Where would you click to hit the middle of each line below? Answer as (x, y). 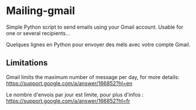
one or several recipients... (38, 33)
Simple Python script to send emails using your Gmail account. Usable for (95, 27)
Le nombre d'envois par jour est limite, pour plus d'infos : (75, 94)
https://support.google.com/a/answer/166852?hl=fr (68, 101)
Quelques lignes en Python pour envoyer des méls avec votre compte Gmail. (98, 44)
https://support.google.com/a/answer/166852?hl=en (69, 83)
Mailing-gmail (41, 11)
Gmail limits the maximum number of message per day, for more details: (93, 77)
